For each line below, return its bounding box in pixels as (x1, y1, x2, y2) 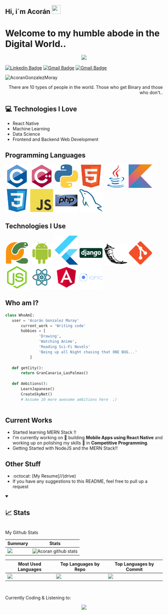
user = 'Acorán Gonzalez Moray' (11, 318, 79, 323)
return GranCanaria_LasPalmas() (20, 371, 88, 376)
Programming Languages (5, 151, 86, 159)
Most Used (18, 561, 41, 567)
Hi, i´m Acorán (5, 7, 51, 16)
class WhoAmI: (5, 313, 35, 318)
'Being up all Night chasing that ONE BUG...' (38, 349, 137, 355)
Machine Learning (12, 126, 50, 132)
